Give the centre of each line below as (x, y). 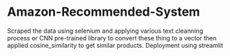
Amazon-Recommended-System (104, 12)
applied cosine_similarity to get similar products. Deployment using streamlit (115, 45)
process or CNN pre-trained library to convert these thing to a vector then (112, 38)
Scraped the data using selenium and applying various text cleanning (105, 31)
